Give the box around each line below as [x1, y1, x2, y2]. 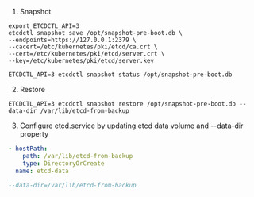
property [19, 129, 49, 138]
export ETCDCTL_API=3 [8, 22, 80, 30]
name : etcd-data [15, 167, 69, 175]
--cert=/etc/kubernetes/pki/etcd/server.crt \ [8, 50, 165, 58]
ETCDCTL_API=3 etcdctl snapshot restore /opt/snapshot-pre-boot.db [8, 100, 237, 108]
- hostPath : [8, 145, 48, 153]
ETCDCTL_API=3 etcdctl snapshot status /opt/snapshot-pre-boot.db [8, 71, 233, 79]
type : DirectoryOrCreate [22, 159, 105, 168]
